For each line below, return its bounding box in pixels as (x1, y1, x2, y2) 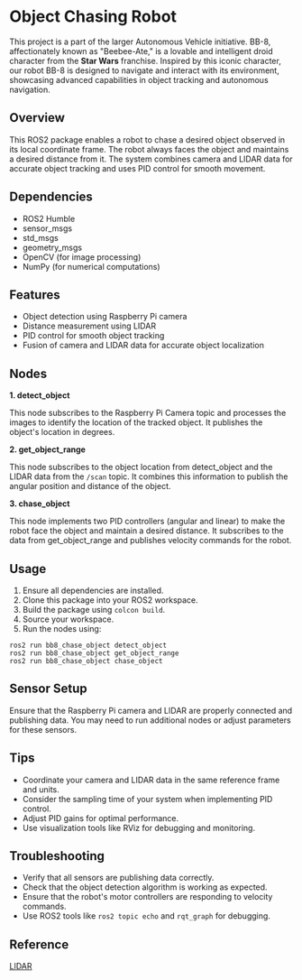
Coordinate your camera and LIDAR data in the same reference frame (22, 774, 280, 785)
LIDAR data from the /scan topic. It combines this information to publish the (9, 471, 288, 482)
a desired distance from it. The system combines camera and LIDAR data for (9, 153, 293, 164)
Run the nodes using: (22, 624, 102, 633)
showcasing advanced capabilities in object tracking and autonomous (9, 74, 269, 85)
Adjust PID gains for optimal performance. (22, 812, 179, 823)
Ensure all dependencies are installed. (22, 585, 164, 596)
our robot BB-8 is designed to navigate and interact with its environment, (9, 65, 279, 76)
